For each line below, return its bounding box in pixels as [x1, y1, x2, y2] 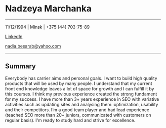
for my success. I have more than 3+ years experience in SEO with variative [5, 96, 159, 102]
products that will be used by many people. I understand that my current [5, 80, 152, 86]
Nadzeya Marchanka [5, 3, 92, 14]
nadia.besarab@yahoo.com [5, 43, 61, 49]
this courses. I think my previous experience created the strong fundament [5, 91, 157, 97]
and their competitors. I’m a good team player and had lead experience [5, 107, 150, 113]
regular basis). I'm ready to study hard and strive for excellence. [5, 117, 136, 123]
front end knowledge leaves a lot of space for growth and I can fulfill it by [5, 85, 154, 91]
